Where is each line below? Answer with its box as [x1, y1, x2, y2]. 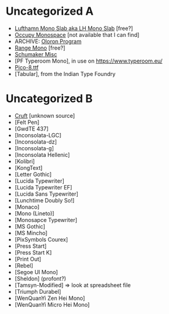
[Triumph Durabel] [14, 288, 62, 295]
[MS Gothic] [14, 223, 45, 230]
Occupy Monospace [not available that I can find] [14, 31, 140, 38]
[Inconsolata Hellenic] [14, 151, 70, 158]
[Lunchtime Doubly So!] [14, 196, 75, 204]
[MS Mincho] [14, 229, 48, 237]
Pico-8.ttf [14, 63, 39, 71]
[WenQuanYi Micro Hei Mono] [14, 301, 90, 308]
